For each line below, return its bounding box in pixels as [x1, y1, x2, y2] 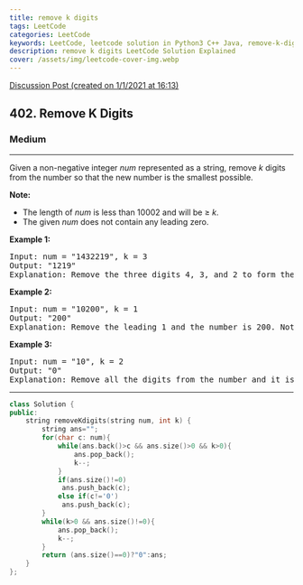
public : [9, 408, 39, 417]
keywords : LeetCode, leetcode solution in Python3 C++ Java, [9, 38, 244, 48]
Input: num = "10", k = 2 [9, 356, 124, 367]
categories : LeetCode [9, 30, 91, 39]
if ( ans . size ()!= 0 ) [57, 475, 127, 484]
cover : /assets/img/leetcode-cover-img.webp [9, 55, 179, 64]
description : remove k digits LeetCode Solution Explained [9, 47, 236, 56]
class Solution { [9, 399, 75, 409]
